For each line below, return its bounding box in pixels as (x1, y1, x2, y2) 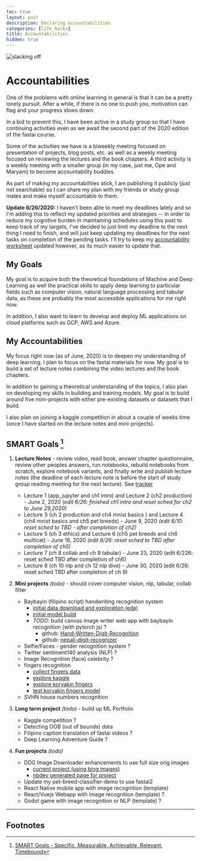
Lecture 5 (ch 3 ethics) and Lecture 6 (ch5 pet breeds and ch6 (23, 530, 178, 537)
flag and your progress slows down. (6, 106, 95, 114)
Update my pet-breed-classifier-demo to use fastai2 (23, 778, 153, 786)
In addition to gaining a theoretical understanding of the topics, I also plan (6, 383, 188, 390)
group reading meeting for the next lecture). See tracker (14, 481, 154, 488)
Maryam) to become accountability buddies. (6, 168, 115, 175)
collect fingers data (32, 668, 81, 675)
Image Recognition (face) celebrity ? (23, 655, 114, 663)
